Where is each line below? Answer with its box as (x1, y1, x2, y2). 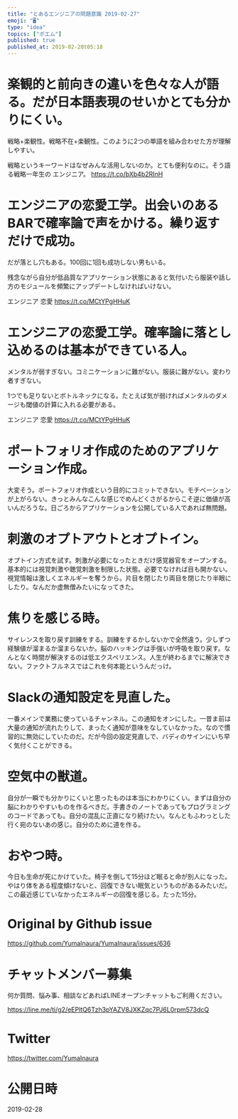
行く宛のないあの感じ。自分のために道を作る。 (7, 820, 144, 829)
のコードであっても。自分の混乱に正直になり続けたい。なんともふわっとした (7, 811, 231, 819)
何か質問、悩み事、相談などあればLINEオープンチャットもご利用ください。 (7, 991, 226, 1000)
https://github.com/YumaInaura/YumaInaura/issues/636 (7, 939, 171, 947)
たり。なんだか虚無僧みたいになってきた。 (13, 582, 138, 591)
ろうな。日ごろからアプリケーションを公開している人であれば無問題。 (26, 503, 231, 512)
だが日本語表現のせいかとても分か (32, 94, 231, 110)
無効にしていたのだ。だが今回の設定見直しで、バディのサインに (26, 732, 212, 740)
